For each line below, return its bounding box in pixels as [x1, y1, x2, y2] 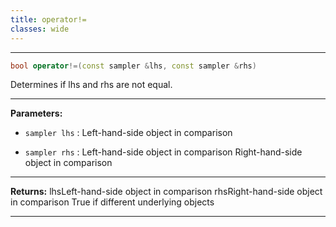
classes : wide [10, 24, 70, 34]
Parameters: [10, 107, 63, 120]
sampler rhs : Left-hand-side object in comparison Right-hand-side [24, 146, 303, 158]
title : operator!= [10, 14, 87, 25]
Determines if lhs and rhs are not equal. [10, 79, 173, 91]
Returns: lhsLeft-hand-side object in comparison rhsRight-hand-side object [10, 186, 323, 198]
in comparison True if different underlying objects [10, 196, 215, 208]
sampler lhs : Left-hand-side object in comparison [24, 127, 233, 139]
